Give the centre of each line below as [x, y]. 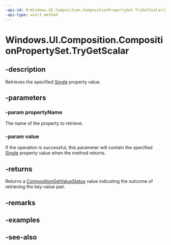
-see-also [21, 237]
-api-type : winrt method [32, 15]
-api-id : [15, 10]
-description [25, 70]
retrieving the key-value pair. [35, 187]
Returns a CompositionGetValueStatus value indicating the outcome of [79, 181]
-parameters [26, 98]
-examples [23, 220]
